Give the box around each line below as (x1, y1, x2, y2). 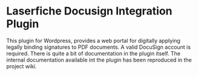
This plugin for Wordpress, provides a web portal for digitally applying (6, 37, 180, 44)
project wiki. (6, 62, 38, 70)
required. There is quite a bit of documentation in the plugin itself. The (6, 49, 180, 57)
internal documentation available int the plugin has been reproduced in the (6, 56, 192, 63)
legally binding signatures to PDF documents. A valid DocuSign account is (6, 43, 191, 51)
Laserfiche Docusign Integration (6, 4, 173, 18)
